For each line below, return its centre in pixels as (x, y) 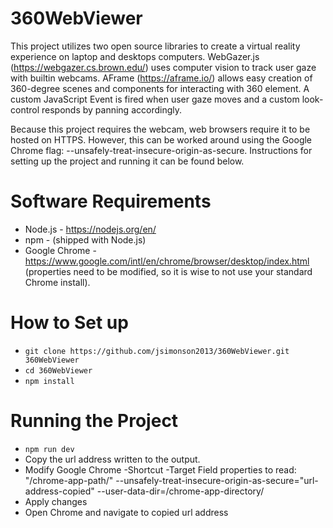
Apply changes (56, 501)
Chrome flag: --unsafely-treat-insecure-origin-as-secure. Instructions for (161, 150)
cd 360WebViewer (58, 370)
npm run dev (49, 449)
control (25, 109)
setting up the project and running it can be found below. (127, 161)
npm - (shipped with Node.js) (85, 239)
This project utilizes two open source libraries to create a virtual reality (155, 46)
